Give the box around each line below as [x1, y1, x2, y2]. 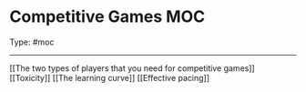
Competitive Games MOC [9, 6, 206, 27]
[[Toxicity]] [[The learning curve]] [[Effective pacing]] [9, 72, 210, 83]
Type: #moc [9, 36, 55, 47]
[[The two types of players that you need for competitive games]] [9, 62, 255, 74]
